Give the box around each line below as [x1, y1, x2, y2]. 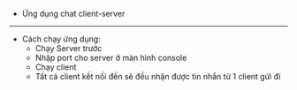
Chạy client [34, 62, 77, 72]
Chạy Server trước [34, 43, 103, 53]
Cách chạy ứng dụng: [21, 34, 102, 44]
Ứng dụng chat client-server [21, 9, 126, 19]
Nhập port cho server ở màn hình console [34, 53, 187, 63]
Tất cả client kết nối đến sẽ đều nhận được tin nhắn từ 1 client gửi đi [34, 71, 281, 81]
